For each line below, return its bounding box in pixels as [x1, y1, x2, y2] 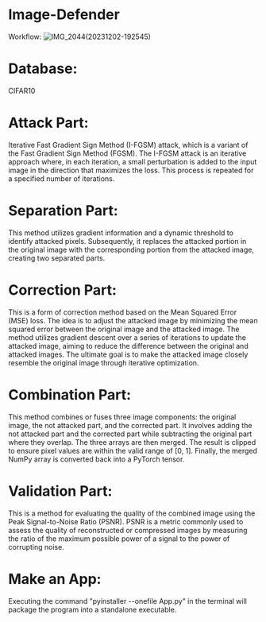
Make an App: [8, 570, 102, 588]
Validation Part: [8, 482, 113, 500]
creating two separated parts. [8, 253, 106, 263]
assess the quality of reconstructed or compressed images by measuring [8, 525, 248, 535]
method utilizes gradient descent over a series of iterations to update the [8, 332, 246, 342]
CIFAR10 [8, 86, 36, 95]
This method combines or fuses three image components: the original [8, 411, 237, 422]
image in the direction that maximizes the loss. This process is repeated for [8, 165, 254, 175]
